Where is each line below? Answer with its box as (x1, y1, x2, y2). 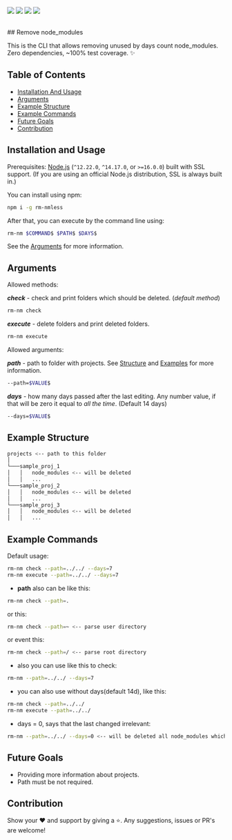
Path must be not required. (17, 777, 93, 786)
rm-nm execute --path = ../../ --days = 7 (7, 572, 119, 578)
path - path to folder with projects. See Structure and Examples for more (7, 359, 214, 367)
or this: (7, 609, 28, 618)
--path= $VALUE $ (7, 380, 51, 387)
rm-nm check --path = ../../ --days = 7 (7, 565, 113, 572)
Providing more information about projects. (17, 770, 139, 779)
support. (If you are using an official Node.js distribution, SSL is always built (7, 170, 222, 178)
